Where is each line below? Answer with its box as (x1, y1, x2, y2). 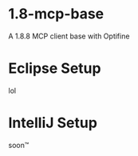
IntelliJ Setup (8, 114, 98, 132)
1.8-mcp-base (8, 5, 104, 23)
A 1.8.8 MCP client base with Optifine (8, 31, 130, 41)
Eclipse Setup (8, 59, 101, 78)
